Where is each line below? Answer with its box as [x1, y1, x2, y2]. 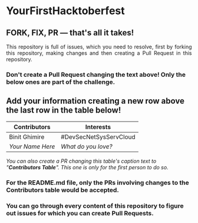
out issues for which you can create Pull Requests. [6, 209, 154, 217]
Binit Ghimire [9, 133, 45, 141]
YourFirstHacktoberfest [6, 4, 125, 18]
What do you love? [61, 142, 113, 150]
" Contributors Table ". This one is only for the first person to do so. [6, 163, 169, 170]
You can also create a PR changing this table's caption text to [6, 158, 157, 165]
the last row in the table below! [6, 105, 121, 116]
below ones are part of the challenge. [6, 78, 115, 86]
